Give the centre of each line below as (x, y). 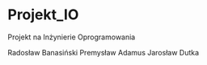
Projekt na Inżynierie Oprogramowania (72, 37)
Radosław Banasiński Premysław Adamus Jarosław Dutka (103, 52)
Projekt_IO (43, 15)
